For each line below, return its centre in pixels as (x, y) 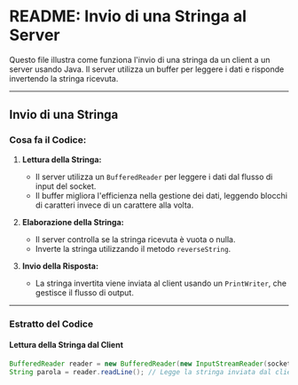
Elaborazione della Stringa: (73, 222)
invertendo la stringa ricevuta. (64, 78)
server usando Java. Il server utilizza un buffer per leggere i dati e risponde (147, 69)
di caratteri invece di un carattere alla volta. (114, 205)
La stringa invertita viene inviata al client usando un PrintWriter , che (161, 283)
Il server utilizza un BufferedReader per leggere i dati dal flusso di (154, 177)
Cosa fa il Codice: (48, 140)
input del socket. (66, 186)
